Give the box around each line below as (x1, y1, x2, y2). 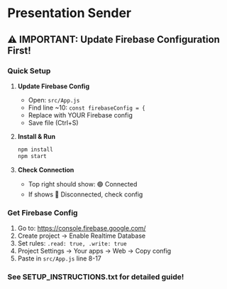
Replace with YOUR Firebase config (28, 110, 133, 119)
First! (7, 44, 32, 56)
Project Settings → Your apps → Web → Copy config (17, 246, 172, 255)
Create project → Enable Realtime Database (17, 231, 146, 240)
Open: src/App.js (28, 95, 80, 104)
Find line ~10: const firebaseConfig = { (28, 103, 145, 112)
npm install (17, 146, 53, 153)
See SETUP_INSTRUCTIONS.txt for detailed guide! (7, 272, 184, 282)
